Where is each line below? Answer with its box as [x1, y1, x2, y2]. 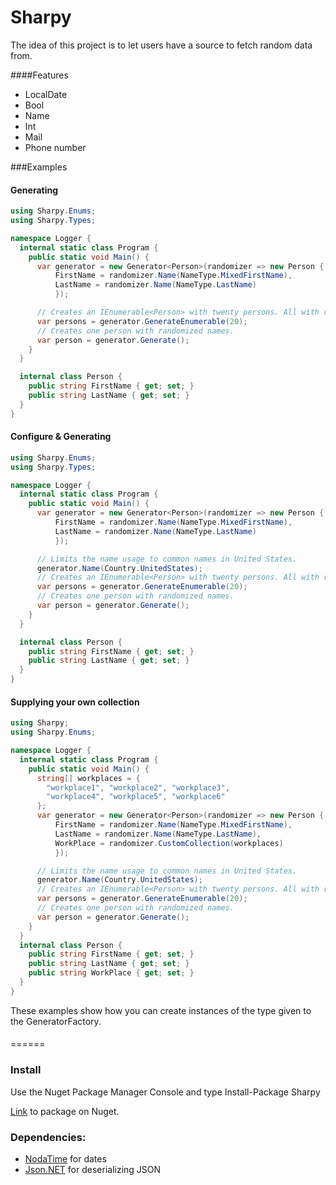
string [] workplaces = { [36, 773, 141, 783]
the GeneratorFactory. [10, 1015, 102, 1027]
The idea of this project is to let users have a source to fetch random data [10, 39, 313, 51]
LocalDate [24, 88, 68, 100]
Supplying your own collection [10, 696, 140, 708]
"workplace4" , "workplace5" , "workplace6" [46, 792, 226, 802]
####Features [10, 69, 69, 81]
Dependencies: [10, 1130, 87, 1144]
